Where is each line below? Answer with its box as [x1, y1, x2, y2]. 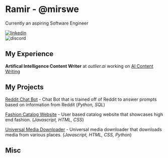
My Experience [5, 50, 54, 58]
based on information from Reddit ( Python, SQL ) [5, 101, 106, 107]
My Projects [5, 83, 44, 91]
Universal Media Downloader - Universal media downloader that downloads [5, 126, 162, 132]
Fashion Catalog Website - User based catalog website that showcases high [5, 111, 163, 117]
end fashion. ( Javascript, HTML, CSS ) [5, 116, 84, 122]
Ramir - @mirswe [5, 4, 79, 15]
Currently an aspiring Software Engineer [5, 20, 89, 26]
